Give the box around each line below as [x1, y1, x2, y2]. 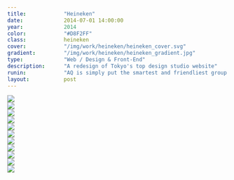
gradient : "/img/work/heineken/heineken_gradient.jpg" [7, 50, 196, 57]
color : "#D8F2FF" [7, 30, 92, 37]
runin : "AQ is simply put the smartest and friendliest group [7, 69, 228, 76]
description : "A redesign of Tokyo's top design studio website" [7, 63, 218, 70]
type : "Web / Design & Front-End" [7, 56, 146, 63]
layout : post [7, 75, 77, 83]
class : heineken [7, 37, 90, 44]
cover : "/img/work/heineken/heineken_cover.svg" [7, 43, 187, 50]
